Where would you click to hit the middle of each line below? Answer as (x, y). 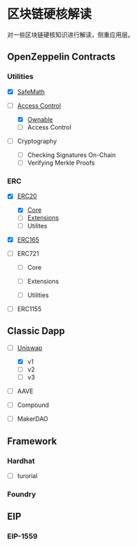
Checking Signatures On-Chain (72, 155)
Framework (32, 441)
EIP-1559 (22, 536)
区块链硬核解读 (50, 14)
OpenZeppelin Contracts (61, 57)
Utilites (37, 226)
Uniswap (30, 347)
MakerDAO (32, 419)
